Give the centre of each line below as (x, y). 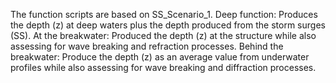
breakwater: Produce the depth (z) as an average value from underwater (160, 57)
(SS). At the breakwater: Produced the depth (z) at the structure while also (163, 35)
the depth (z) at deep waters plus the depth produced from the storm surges (168, 25)
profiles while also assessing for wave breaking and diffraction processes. (163, 67)
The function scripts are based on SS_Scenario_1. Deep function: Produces (164, 14)
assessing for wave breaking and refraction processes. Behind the (147, 46)
